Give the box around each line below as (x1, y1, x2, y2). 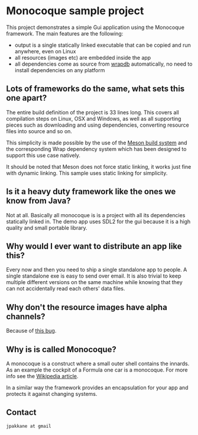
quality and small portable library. (6, 224, 87, 231)
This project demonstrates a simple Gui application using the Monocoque (6, 24, 185, 31)
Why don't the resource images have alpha (6, 302, 167, 312)
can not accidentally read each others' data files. (6, 285, 125, 292)
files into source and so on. (6, 127, 73, 134)
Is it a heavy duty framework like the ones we (6, 186, 176, 196)
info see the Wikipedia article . (6, 373, 79, 379)
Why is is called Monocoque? (6, 344, 117, 355)
